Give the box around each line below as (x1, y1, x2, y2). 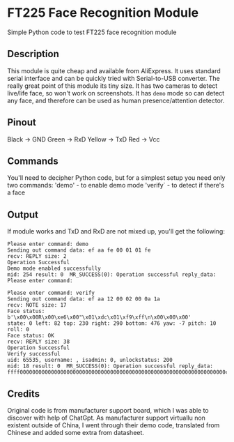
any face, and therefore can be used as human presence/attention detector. (7, 96, 225, 105)
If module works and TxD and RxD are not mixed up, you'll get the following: (7, 227, 225, 236)
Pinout (7, 116, 37, 128)
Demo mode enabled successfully (7, 265, 101, 273)
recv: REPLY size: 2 (7, 253, 68, 260)
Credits (7, 388, 40, 399)
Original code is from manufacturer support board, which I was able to (7, 406, 209, 414)
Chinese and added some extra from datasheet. (7, 429, 145, 436)
